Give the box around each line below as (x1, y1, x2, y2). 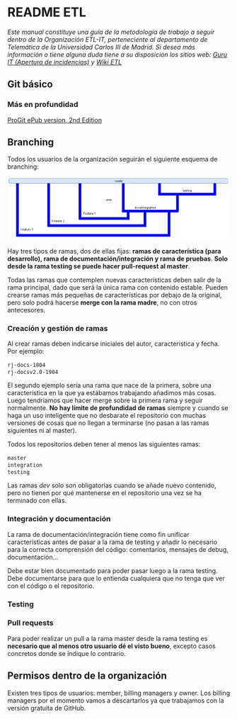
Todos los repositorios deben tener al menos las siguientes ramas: (7, 440, 201, 448)
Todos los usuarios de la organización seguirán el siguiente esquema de (7, 155, 218, 164)
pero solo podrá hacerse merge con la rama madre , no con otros (7, 298, 197, 307)
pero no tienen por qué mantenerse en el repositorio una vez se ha (7, 489, 202, 497)
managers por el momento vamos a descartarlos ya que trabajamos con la (7, 696, 224, 705)
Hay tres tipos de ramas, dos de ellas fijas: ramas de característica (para (7, 247, 221, 256)
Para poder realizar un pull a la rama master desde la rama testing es (7, 634, 208, 642)
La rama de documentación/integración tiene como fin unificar (7, 530, 190, 538)
